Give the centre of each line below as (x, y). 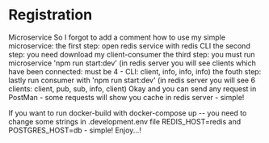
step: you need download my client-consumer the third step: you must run (132, 54)
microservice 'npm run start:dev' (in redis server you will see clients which (132, 63)
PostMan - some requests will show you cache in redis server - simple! (126, 97)
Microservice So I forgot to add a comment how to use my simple (117, 37)
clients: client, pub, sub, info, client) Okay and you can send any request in (132, 88)
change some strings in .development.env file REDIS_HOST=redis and (124, 121)
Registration (50, 15)
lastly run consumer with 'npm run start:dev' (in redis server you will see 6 (132, 80)
